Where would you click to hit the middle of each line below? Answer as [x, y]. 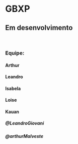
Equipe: [15, 53]
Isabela [13, 88]
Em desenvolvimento [39, 28]
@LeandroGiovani [25, 123]
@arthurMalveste [24, 136]
